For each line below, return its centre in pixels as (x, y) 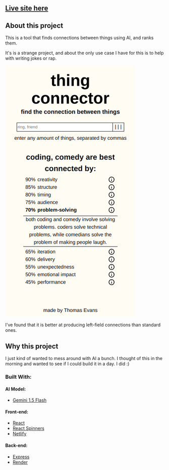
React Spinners (28, 428)
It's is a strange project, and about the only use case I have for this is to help (84, 53)
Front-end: (17, 412)
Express (21, 457)
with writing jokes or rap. (31, 58)
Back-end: (16, 445)
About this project (34, 26)
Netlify (19, 434)
